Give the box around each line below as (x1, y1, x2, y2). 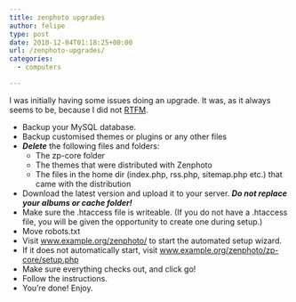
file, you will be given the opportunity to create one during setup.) (21, 216, 263, 227)
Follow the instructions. (21, 273, 108, 283)
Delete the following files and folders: (21, 140, 160, 151)
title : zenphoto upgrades (9, 12, 105, 22)
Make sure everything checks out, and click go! (21, 264, 196, 274)
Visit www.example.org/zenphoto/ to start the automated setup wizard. (21, 235, 283, 246)
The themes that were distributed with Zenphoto (35, 159, 213, 170)
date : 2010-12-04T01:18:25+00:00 (9, 37, 133, 47)
